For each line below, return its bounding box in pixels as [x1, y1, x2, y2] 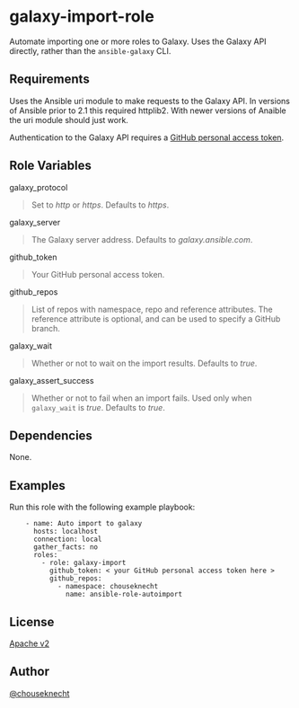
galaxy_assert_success [9, 375, 94, 385]
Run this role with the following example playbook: [9, 501, 196, 513]
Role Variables [9, 158, 92, 173]
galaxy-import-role [9, 6, 154, 27]
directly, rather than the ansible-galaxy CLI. [9, 45, 171, 56]
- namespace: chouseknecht [57, 582, 159, 591]
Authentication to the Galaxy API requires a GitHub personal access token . [9, 132, 285, 143]
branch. [31, 323, 61, 333]
